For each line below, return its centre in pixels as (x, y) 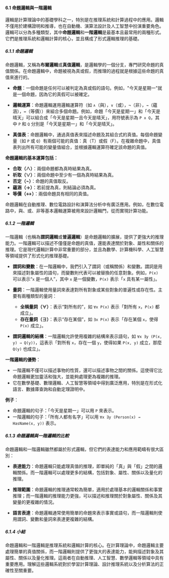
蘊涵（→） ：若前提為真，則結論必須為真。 (56, 188)
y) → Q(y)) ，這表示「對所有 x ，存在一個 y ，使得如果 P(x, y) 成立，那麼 (87, 343)
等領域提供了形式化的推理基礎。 (38, 256)
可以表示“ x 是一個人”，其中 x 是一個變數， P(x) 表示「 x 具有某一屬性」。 (86, 279)
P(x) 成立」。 (33, 326)
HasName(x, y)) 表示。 (35, 423)
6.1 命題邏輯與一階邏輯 (28, 8)
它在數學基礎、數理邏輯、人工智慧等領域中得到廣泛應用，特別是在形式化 (87, 383)
